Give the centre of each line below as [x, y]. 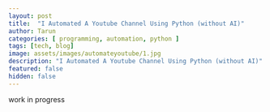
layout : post [30, 16]
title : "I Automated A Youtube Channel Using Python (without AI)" [126, 24]
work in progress [36, 99]
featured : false [36, 69]
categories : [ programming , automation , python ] [94, 39]
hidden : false [32, 76]
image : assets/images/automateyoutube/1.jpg [85, 54]
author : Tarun [32, 31]
